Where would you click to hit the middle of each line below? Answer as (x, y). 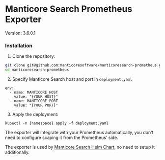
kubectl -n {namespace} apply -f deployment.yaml (57, 123)
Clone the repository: (34, 56)
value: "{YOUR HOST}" (36, 96)
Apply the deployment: (35, 114)
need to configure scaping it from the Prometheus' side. (62, 137)
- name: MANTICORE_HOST (34, 92)
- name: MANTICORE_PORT (34, 101)
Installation (19, 46)
